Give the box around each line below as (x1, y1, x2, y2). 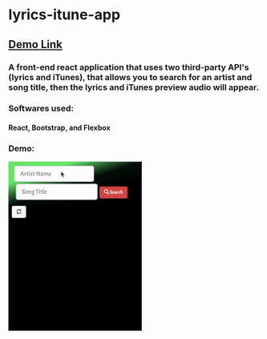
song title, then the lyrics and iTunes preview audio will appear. (8, 82, 259, 93)
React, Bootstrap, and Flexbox (8, 123, 111, 133)
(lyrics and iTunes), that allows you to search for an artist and (8, 71, 253, 83)
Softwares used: (8, 103, 75, 114)
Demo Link (8, 38, 63, 51)
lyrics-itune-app (8, 6, 121, 24)
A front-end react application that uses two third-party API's (8, 62, 250, 73)
